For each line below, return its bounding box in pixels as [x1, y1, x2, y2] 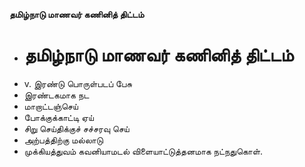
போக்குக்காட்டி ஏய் [23, 111, 94, 123]
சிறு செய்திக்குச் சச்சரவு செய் [23, 122, 130, 134]
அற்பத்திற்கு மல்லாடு [23, 134, 104, 146]
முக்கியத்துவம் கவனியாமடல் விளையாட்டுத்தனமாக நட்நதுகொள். [23, 145, 264, 157]
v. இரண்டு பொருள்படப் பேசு [23, 77, 133, 89]
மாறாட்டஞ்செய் [23, 100, 79, 112]
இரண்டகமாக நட [23, 89, 90, 101]
